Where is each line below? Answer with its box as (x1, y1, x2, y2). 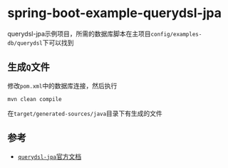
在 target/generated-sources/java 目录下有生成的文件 (7, 109, 162, 117)
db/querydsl (7, 39, 43, 47)
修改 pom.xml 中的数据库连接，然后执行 (7, 81, 118, 90)
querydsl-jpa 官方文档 (17, 152, 82, 161)
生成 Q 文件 (7, 61, 50, 73)
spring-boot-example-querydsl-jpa (7, 5, 222, 21)
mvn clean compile (7, 95, 62, 103)
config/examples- (150, 31, 202, 38)
